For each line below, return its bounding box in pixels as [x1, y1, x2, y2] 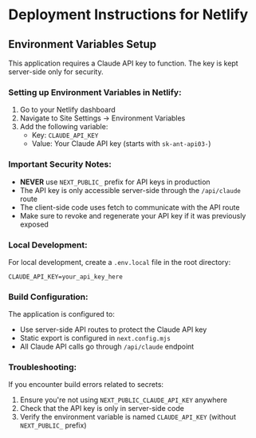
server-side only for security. [8, 67, 104, 77]
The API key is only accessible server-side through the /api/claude [19, 185, 241, 195]
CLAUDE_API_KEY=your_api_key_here [8, 273, 124, 281]
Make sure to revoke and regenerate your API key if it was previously [19, 211, 246, 220]
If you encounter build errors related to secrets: [8, 380, 164, 389]
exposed [19, 219, 49, 229]
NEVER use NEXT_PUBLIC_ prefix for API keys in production [19, 177, 211, 187]
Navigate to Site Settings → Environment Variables [19, 113, 186, 123]
